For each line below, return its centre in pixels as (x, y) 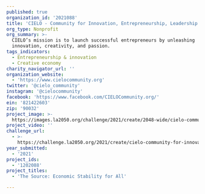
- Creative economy (37, 63)
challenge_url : (26, 131)
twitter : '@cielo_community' (43, 86)
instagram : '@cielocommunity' (45, 92)
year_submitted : (27, 148)
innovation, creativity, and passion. (61, 46)
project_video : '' (30, 126)
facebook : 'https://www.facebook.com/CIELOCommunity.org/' (83, 97)
